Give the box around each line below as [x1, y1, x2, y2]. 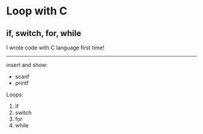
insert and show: [6, 61, 48, 69]
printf [14, 79, 29, 87]
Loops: [6, 91, 24, 98]
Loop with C [6, 4, 68, 18]
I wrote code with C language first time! [6, 44, 105, 51]
